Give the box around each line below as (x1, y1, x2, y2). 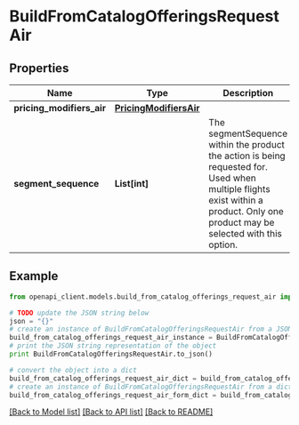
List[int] (114, 178, 149, 189)
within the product (208, 139, 285, 150)
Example (9, 269, 59, 284)
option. (208, 238, 238, 251)
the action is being (208, 149, 287, 162)
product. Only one (208, 205, 285, 217)
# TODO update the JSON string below (9, 309, 149, 317)
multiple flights (208, 183, 271, 195)
